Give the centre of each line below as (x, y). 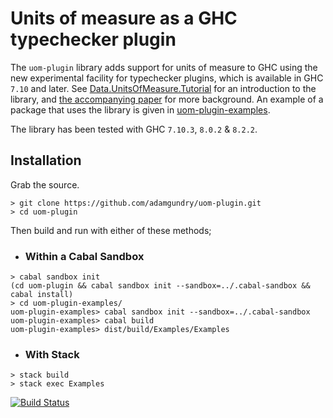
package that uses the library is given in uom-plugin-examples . (140, 109)
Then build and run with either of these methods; (111, 230)
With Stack (52, 354)
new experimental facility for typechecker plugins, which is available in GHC (167, 78)
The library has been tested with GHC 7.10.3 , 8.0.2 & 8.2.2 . (134, 129)
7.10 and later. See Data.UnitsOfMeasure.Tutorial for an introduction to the (163, 88)
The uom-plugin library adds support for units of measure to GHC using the (164, 67)
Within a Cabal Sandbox (84, 256)
